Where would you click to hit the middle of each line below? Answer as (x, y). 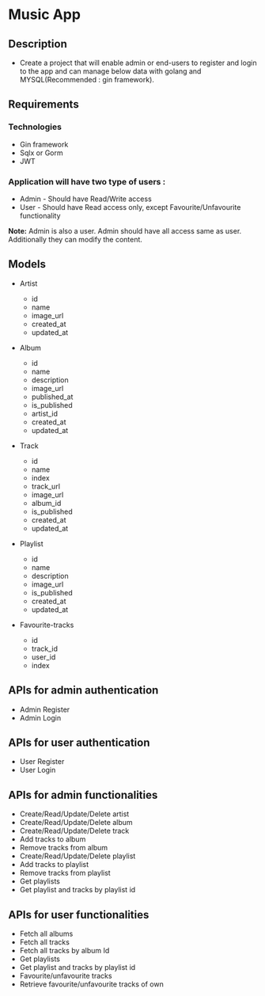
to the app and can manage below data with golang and (110, 71)
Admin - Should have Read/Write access (85, 199)
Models (27, 264)
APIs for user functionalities (79, 915)
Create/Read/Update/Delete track (74, 831)
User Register (42, 762)
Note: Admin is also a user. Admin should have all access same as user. (125, 230)
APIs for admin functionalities (83, 795)
